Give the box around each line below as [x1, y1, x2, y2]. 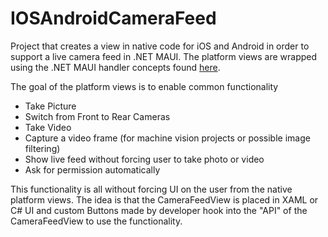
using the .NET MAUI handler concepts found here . [10, 61, 221, 73]
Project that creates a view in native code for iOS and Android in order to [10, 40, 310, 52]
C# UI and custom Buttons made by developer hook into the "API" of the [10, 204, 308, 216]
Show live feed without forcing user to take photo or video [24, 153, 265, 165]
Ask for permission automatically [24, 163, 161, 176]
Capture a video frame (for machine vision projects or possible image [24, 132, 311, 144]
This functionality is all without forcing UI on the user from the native [10, 183, 293, 195]
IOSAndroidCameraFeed [10, 7, 217, 30]
